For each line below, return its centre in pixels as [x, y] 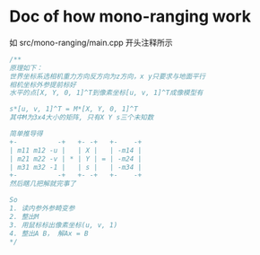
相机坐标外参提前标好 [43, 84]
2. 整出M [24, 216]
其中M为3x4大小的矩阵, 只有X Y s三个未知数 [82, 118]
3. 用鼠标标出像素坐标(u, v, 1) [64, 225]
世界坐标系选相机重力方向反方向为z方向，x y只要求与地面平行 [108, 76]
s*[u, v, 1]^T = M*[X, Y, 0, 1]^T [74, 110]
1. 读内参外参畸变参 [42, 208]
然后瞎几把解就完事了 [43, 184]
